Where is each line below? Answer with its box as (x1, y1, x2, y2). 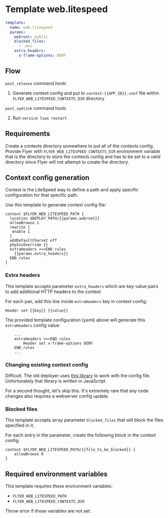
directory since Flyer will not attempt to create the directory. (5, 159, 129, 165)
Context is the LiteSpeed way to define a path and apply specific (5, 187, 139, 193)
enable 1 (12, 229, 30, 235)
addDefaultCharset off (10, 238, 57, 243)
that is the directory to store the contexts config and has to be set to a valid (5, 154, 160, 160)
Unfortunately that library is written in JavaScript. (5, 378, 107, 384)
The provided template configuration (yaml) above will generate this (5, 317, 145, 323)
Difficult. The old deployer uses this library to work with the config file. (5, 373, 151, 379)
